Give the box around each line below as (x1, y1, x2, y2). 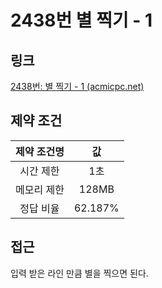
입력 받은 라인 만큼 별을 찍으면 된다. (10, 267, 149, 279)
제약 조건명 (15, 144, 65, 158)
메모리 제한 (15, 182, 65, 196)
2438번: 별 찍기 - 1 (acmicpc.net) (10, 81, 145, 92)
